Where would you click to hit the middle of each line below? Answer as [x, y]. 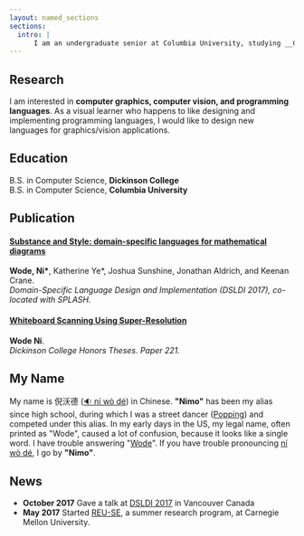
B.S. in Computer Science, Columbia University [99, 190]
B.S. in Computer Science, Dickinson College [94, 180]
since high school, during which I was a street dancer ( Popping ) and [137, 414]
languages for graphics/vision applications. [90, 130]
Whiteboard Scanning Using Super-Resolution [98, 321]
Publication [42, 218]
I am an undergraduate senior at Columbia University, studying [157, 43]
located [24, 300]
